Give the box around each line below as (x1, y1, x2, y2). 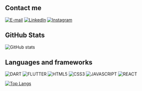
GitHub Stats (5, 31, 45, 40)
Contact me (5, 4, 42, 12)
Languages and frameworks (5, 58, 93, 67)
